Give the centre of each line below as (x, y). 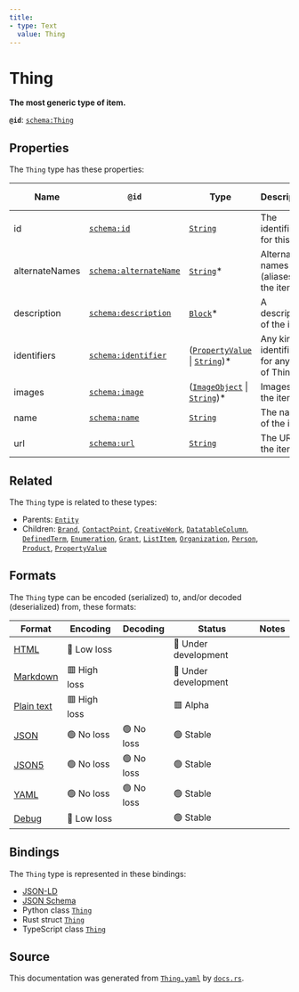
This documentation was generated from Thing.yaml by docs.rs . (127, 978)
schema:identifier (128, 356)
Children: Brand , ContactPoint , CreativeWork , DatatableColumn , (135, 529)
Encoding (90, 629)
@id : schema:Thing (41, 120)
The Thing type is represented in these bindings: (98, 874)
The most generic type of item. (68, 102)
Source (30, 957)
